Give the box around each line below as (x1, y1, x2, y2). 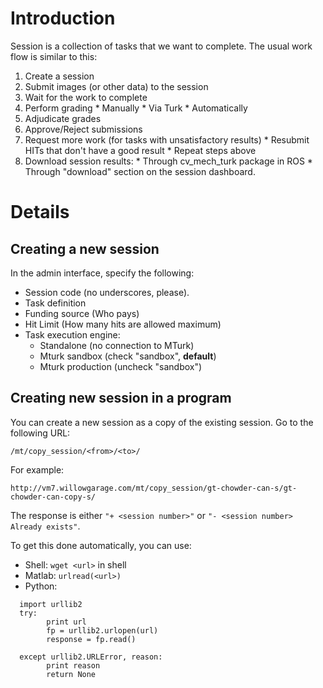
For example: (10, 463, 65, 476)
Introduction (10, 7, 116, 30)
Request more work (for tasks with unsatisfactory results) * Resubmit (24, 133, 310, 146)
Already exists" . (10, 520, 81, 532)
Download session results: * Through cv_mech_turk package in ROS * (24, 155, 313, 167)
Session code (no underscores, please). (24, 286, 190, 298)
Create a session (24, 70, 95, 82)
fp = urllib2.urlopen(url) (46, 625, 159, 636)
